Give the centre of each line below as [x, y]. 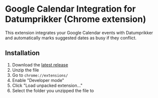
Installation [22, 53]
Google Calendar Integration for [70, 9]
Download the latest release [40, 65]
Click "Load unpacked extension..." [47, 85]
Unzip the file [26, 70]
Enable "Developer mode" [38, 80]
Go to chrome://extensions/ [40, 75]
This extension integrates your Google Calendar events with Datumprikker [79, 33]
